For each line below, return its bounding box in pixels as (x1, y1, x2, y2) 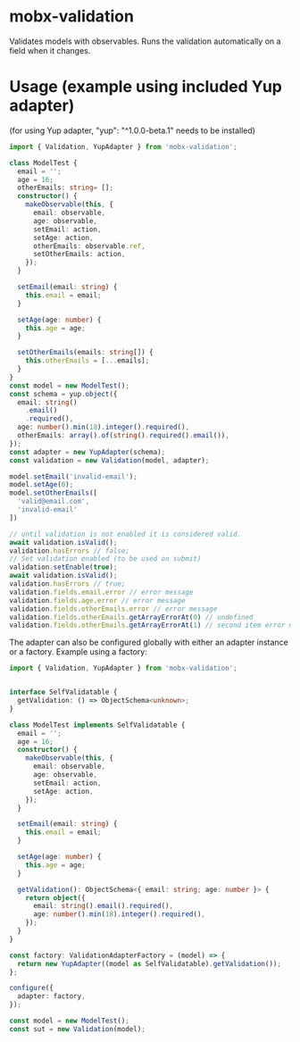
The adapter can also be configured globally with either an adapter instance (9, 637, 288, 648)
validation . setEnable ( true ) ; (9, 563, 118, 572)
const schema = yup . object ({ (9, 389, 118, 398)
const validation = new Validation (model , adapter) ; (9, 455, 210, 465)
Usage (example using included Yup (9, 77, 283, 97)
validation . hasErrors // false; (9, 546, 129, 555)
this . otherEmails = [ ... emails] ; (25, 356, 150, 365)
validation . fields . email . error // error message (9, 588, 194, 596)
